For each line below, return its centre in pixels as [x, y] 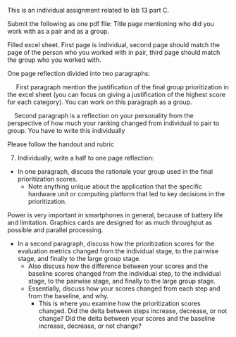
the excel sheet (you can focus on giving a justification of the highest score [117, 95]
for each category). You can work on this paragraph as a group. [100, 102]
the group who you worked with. [54, 60]
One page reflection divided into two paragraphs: [79, 74]
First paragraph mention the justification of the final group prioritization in [122, 87]
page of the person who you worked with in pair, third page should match [114, 52]
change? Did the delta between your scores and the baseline [127, 318]
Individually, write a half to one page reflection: [86, 158]
